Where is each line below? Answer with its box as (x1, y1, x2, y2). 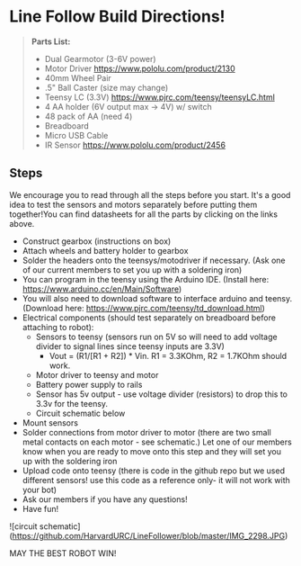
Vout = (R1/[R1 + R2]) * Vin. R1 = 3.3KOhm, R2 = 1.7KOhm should (49, 350, 288, 361)
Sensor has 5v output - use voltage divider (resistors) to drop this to (35, 389, 288, 400)
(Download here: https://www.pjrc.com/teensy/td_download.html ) (22, 302, 265, 313)
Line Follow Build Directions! (9, 6, 226, 27)
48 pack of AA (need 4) (44, 111, 133, 121)
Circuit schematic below (35, 408, 126, 418)
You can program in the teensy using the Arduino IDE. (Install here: (22, 274, 270, 284)
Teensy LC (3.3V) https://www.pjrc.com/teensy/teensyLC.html (44, 92, 276, 103)
